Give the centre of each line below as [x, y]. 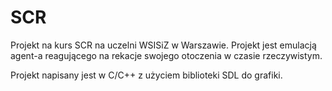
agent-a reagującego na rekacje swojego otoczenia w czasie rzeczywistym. [166, 55]
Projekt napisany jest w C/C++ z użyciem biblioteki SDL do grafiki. [146, 75]
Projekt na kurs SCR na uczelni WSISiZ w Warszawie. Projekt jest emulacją [163, 45]
